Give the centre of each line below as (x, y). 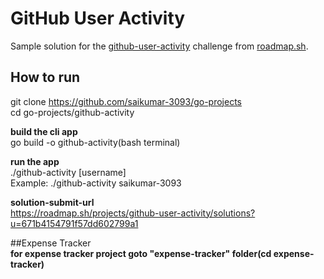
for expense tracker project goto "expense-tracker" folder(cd (141, 253)
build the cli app (44, 131)
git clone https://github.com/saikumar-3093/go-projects (126, 101)
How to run (45, 77)
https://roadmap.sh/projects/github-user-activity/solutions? (133, 213)
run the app (35, 161)
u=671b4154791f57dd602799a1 (74, 223)
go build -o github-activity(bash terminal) (95, 142)
